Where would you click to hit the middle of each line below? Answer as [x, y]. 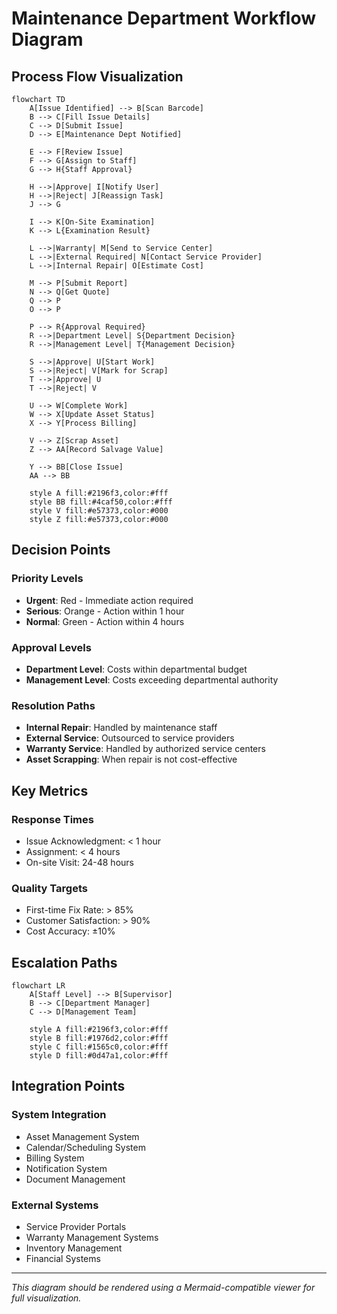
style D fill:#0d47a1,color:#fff [99, 1056]
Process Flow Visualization [97, 76]
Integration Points [68, 1086]
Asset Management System [82, 1136]
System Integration [59, 1115]
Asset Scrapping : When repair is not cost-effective [131, 759]
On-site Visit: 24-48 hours [79, 862]
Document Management [75, 1179]
